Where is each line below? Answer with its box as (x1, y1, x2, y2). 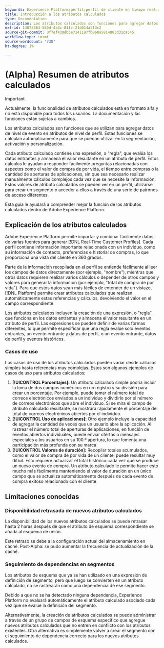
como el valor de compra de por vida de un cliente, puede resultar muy (12, 452, 155, 458)
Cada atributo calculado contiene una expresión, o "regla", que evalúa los (5, 150, 153, 156)
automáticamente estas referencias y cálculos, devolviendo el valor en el (5, 295, 152, 301)
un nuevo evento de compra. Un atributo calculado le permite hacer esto (12, 463, 159, 469)
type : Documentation (5, 16, 47, 21)
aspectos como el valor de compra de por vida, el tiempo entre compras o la (5, 166, 159, 172)
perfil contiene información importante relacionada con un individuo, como (5, 244, 156, 250)
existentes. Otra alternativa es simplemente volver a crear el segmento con (5, 627, 156, 633)
